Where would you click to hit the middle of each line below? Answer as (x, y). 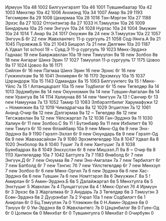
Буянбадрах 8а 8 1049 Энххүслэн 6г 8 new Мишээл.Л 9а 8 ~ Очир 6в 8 (81, 149)
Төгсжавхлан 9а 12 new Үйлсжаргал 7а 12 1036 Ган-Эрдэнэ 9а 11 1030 (79, 118)
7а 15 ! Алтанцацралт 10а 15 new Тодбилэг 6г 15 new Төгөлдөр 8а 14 (88, 86)
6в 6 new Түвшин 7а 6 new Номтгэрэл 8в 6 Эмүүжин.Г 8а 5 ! (86, 176)
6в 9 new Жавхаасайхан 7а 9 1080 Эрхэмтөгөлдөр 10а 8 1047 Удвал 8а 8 (82, 139)
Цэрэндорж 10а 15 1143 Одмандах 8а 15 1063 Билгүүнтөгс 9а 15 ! (73, 81)
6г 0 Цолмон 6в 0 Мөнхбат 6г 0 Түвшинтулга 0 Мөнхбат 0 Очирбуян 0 (80, 213)
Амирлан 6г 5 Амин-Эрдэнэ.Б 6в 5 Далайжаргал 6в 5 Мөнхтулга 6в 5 (79, 181)
